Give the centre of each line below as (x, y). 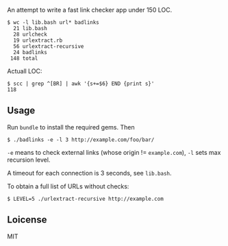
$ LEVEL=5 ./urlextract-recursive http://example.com (86, 199)
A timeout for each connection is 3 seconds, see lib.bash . (90, 173)
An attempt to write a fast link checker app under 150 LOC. (90, 10)
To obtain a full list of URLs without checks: (68, 186)
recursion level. (29, 160)
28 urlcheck (30, 34)
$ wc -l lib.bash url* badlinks (53, 23)
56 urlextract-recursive (49, 47)
